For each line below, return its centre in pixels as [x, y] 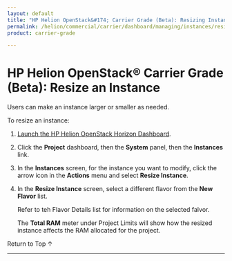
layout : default [30, 13]
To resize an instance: [38, 120]
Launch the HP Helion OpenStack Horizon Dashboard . [94, 134]
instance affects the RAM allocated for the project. [89, 231]
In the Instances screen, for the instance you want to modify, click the [117, 168]
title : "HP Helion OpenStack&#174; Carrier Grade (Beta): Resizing [106, 20]
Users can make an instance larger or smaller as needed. [88, 107]
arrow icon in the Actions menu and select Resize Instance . [103, 175]
